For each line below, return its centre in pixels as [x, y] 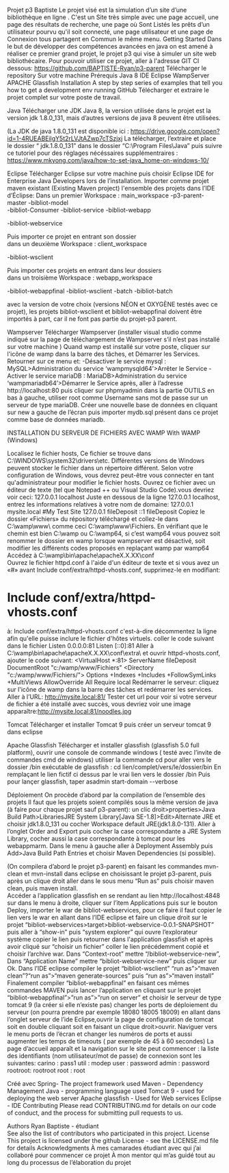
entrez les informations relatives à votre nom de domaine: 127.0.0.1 [100, 504]
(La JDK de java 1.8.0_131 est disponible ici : [68, 131]
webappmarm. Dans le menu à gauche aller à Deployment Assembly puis [110, 845]
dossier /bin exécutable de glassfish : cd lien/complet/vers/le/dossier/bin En [114, 766]
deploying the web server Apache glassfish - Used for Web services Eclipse [114, 1098]
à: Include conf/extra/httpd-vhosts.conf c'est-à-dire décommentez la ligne [112, 631]
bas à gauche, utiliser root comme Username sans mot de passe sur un [108, 398]
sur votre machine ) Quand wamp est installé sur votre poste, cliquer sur [109, 347]
